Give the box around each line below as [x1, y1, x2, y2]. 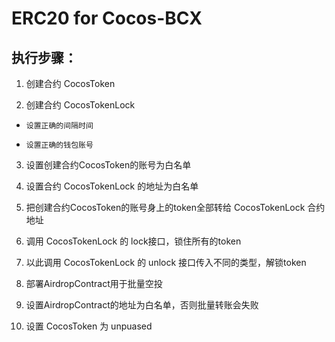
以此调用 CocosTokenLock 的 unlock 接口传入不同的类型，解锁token [25, 257, 307, 268]
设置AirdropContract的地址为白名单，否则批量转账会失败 [25, 299, 259, 311]
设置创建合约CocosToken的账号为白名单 [25, 159, 192, 171]
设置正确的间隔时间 [25, 121, 94, 131]
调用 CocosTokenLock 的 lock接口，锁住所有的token [25, 235, 242, 247]
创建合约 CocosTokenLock [25, 99, 136, 111]
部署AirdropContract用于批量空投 [25, 278, 163, 289]
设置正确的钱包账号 [25, 140, 94, 150]
